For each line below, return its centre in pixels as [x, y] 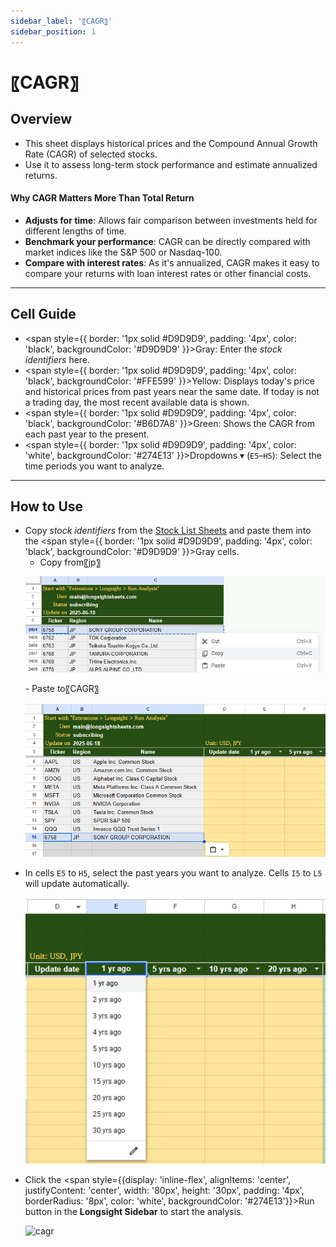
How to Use [47, 506]
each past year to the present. [87, 434]
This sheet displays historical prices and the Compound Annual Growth [171, 143]
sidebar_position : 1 [53, 31]
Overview [41, 119]
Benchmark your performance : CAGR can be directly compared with [167, 241]
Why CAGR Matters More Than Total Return [102, 198]
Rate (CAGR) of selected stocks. [91, 154]
